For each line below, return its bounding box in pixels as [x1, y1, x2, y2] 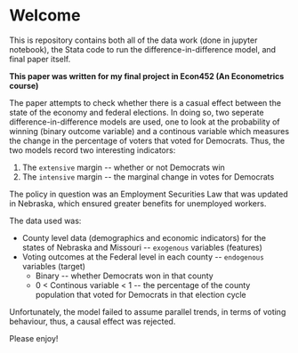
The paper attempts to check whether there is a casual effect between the [9, 97, 282, 108]
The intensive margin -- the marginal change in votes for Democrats [21, 171, 275, 182]
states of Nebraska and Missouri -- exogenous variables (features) [21, 242, 262, 253]
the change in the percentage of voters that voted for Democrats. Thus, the [9, 135, 286, 146]
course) [9, 80, 39, 91]
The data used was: [9, 215, 82, 226]
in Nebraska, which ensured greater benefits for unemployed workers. [9, 197, 267, 209]
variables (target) [21, 261, 86, 271]
